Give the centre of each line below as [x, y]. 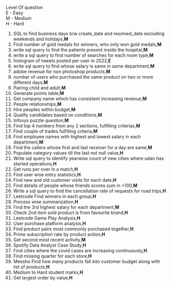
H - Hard [15, 23]
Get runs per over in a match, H [45, 169]
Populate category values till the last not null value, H [68, 153]
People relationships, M [37, 104]
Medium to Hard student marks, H [48, 272]
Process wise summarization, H [46, 202]
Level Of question [24, 7]
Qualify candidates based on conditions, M [58, 115]
